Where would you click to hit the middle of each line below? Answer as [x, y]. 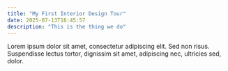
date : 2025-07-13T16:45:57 [46, 20]
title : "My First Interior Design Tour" [67, 14]
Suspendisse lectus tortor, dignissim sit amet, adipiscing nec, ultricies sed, [114, 54]
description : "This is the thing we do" [67, 26]
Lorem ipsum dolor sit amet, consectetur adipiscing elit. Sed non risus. [108, 47]
